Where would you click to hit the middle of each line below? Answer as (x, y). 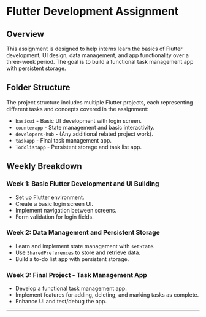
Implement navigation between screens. (66, 210)
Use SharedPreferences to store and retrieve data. (78, 252)
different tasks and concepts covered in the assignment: (78, 109)
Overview (25, 34)
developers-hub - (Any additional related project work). (84, 134)
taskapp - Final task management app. (63, 140)
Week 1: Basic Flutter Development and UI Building (83, 184)
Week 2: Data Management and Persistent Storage (83, 233)
